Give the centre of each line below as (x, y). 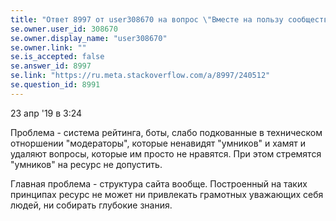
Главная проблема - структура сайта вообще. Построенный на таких (159, 183)
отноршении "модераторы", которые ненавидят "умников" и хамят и (158, 143)
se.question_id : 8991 (55, 85)
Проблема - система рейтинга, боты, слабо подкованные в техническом (166, 132)
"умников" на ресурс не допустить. (86, 164)
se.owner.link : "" (48, 47)
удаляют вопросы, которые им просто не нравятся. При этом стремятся (166, 153)
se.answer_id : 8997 (51, 66)
